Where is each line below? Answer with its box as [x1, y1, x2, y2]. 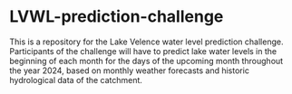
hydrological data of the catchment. [9, 74, 143, 85]
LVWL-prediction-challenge [9, 6, 224, 27]
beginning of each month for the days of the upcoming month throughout [9, 55, 284, 66]
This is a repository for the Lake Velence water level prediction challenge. [9, 36, 284, 47]
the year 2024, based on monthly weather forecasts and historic [9, 65, 249, 76]
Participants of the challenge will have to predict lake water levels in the [9, 45, 277, 56]
